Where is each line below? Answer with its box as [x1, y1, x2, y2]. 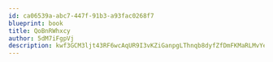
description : [8, 42, 53, 50]
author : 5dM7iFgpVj [8, 34, 75, 43]
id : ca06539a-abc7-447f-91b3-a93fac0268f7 [8, 11, 154, 20]
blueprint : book [8, 19, 63, 27]
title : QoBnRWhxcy [8, 27, 71, 35]
